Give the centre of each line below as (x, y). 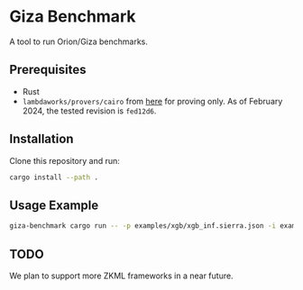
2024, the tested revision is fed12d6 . (89, 111)
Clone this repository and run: (64, 160)
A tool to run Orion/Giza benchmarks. (79, 41)
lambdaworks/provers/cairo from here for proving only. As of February (152, 101)
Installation (41, 139)
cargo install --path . (54, 177)
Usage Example (54, 205)
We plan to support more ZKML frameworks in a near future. (121, 276)
